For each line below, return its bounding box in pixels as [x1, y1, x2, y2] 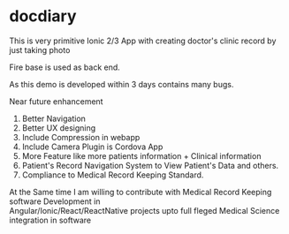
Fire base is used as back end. [9, 62, 121, 72]
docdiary [9, 6, 77, 26]
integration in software [9, 215, 91, 225]
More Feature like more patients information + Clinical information [21, 150, 262, 161]
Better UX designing [21, 122, 96, 133]
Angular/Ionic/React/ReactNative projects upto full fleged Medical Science [9, 205, 280, 215]
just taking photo [9, 44, 71, 55]
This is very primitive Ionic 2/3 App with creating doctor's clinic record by [9, 35, 277, 46]
